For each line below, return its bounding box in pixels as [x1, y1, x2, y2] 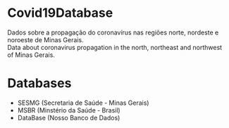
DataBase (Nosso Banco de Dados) [17, 113, 120, 122]
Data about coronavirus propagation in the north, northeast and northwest [7, 43, 223, 51]
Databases [7, 75, 72, 91]
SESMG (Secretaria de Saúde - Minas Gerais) [17, 98, 149, 107]
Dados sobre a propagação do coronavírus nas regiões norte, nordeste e [7, 28, 219, 37]
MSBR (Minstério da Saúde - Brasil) [17, 105, 121, 114]
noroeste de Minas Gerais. [7, 35, 84, 44]
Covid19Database [7, 5, 113, 21]
